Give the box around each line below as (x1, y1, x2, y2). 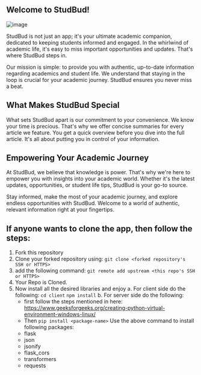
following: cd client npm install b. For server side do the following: (14, 292, 184, 299)
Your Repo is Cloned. (14, 279, 67, 286)
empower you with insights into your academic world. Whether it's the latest (6, 175, 195, 183)
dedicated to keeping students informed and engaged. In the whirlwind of (6, 39, 189, 46)
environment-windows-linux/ (23, 310, 96, 318)
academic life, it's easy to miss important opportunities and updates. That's (6, 45, 193, 52)
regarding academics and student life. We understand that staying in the (6, 69, 185, 77)
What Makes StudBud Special (6, 100, 120, 110)
